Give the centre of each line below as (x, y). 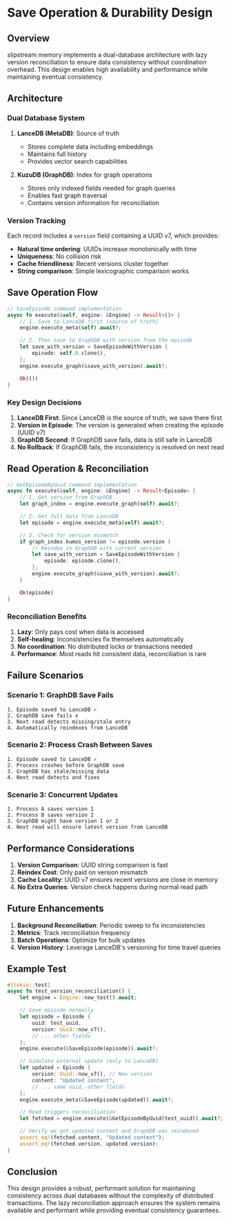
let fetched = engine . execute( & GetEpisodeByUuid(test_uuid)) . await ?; (122, 1119)
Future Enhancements (56, 908)
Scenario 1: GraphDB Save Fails (60, 695)
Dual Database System (46, 118)
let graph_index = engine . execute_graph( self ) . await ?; (100, 504)
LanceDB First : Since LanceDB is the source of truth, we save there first (119, 417)
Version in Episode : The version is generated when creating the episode (120, 425)
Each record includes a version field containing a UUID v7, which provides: (113, 235)
